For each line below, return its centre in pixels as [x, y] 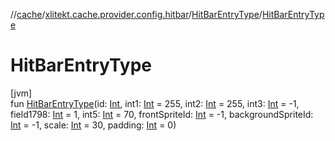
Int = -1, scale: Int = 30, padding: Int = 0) [93, 125]
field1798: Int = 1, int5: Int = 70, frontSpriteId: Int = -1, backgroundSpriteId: [162, 114]
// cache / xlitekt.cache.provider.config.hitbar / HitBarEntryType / [136, 14]
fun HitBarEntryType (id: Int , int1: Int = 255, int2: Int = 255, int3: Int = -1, [155, 103]
